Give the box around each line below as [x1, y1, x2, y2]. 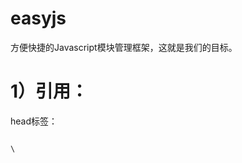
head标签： [10, 115, 58, 127]
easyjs [10, 7, 67, 30]
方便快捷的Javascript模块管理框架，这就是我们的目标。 [10, 41, 238, 53]
